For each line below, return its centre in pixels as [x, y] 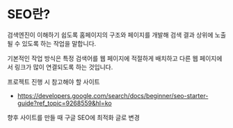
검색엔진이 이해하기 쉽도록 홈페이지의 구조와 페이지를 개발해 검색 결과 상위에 [110, 35]
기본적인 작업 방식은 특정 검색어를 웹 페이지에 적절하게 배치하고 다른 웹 [103, 58]
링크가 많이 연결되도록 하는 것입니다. [64, 67]
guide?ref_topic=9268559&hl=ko [65, 103]
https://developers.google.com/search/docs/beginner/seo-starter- [113, 95]
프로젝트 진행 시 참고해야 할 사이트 [54, 81]
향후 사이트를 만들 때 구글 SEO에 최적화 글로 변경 [74, 117]
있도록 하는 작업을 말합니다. [59, 43]
